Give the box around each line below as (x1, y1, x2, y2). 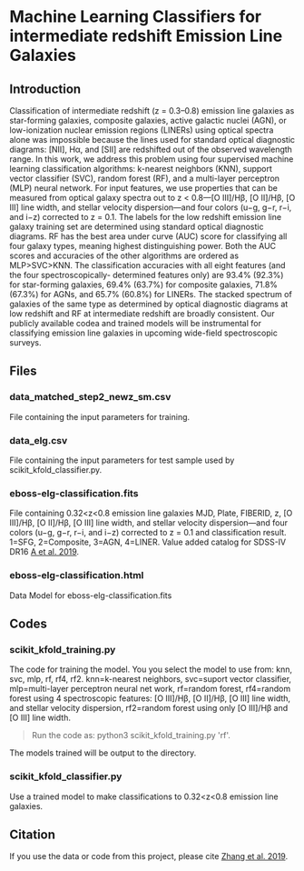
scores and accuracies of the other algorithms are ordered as (9, 250, 239, 261)
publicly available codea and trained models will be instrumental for (9, 318, 261, 328)
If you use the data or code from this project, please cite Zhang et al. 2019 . (9, 851, 289, 862)
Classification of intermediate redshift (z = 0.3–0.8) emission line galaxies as (9, 105, 295, 115)
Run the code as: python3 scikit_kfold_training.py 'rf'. (31, 730, 231, 741)
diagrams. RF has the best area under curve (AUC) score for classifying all (9, 231, 288, 242)
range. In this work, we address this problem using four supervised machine (9, 154, 294, 165)
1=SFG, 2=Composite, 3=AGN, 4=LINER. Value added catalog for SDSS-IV (9, 536, 287, 547)
